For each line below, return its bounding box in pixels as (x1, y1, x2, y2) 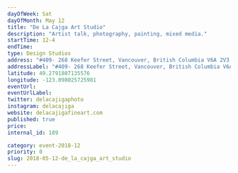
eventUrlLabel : (7, 89, 52, 96)
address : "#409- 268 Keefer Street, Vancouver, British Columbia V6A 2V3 (7, 57, 230, 64)
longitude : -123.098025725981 (7, 76, 97, 84)
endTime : (7, 43, 33, 50)
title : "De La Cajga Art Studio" (7, 23, 106, 30)
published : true (7, 116, 55, 123)
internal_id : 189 (7, 129, 59, 136)
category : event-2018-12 (7, 142, 81, 149)
